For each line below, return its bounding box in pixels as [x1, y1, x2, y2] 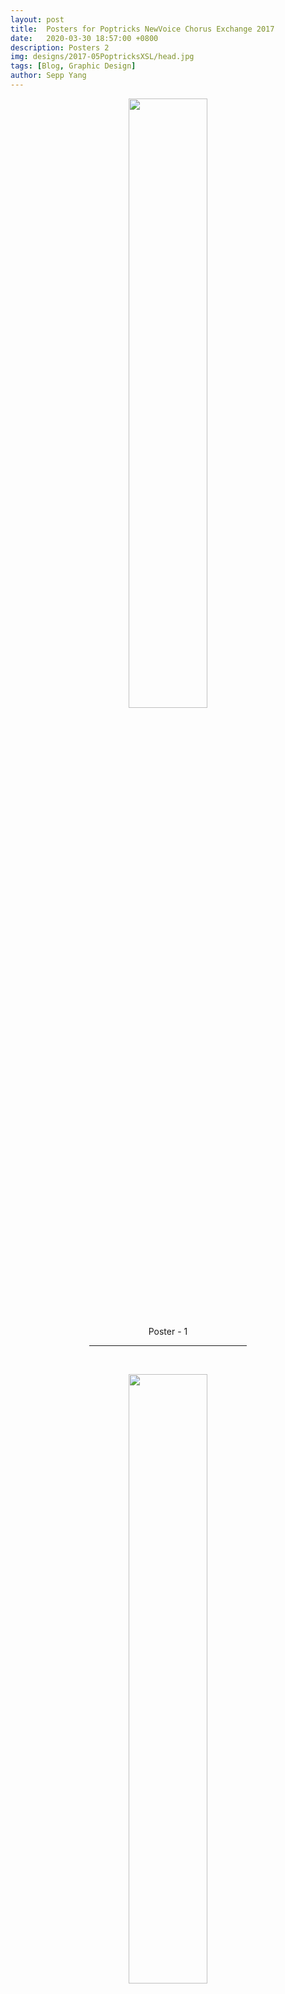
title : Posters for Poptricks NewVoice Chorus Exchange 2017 [10, 24, 275, 34]
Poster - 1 [148, 1325, 188, 1337]
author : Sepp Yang [10, 71, 87, 81]
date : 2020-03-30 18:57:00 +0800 [10, 33, 159, 43]
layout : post [10, 14, 65, 25]
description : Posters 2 [10, 42, 110, 53]
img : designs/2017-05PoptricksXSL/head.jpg [10, 52, 195, 62]
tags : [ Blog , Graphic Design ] [10, 61, 137, 71]
